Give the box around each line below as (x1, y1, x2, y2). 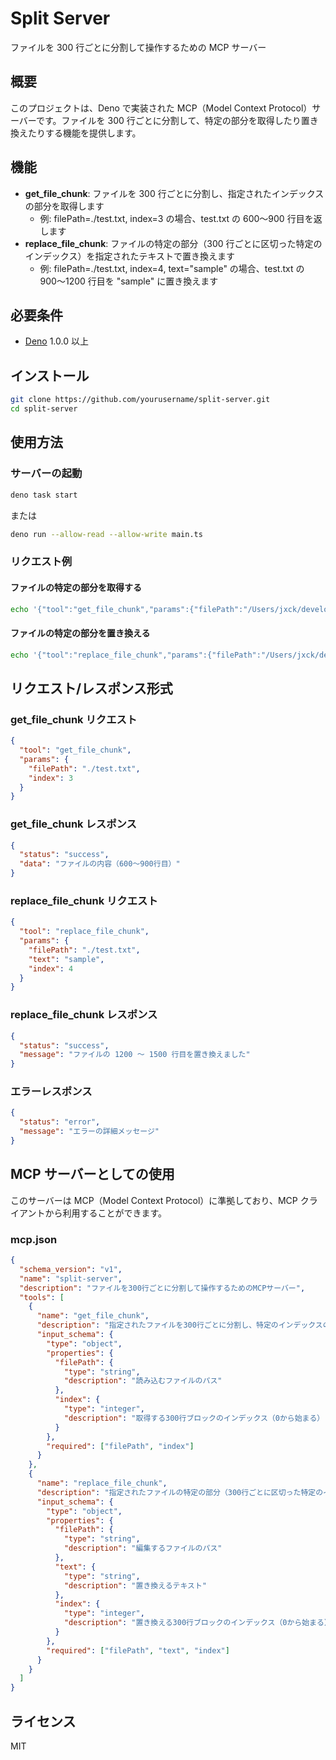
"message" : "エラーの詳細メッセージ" (19, 1127, 160, 1137)
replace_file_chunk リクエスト (10, 893, 158, 907)
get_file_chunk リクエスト (10, 712, 138, 726)
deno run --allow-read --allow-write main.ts (10, 529, 203, 539)
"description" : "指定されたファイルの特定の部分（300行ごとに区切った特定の (36, 1487, 324, 1497)
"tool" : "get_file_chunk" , (19, 745, 132, 756)
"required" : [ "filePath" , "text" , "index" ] (46, 1645, 230, 1656)
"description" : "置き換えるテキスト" (63, 1580, 207, 1591)
